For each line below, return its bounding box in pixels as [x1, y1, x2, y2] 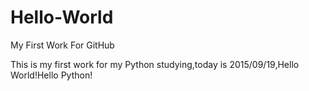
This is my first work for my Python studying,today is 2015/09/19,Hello [10, 58, 300, 70]
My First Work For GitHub [10, 39, 115, 51]
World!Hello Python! [10, 69, 93, 81]
